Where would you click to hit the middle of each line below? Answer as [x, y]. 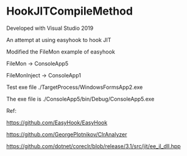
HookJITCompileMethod [69, 11]
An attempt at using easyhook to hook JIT [59, 40]
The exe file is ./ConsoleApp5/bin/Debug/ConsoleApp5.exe [80, 99]
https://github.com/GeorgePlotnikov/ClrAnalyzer [67, 134]
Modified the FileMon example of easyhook [61, 51]
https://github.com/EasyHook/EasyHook [57, 122]
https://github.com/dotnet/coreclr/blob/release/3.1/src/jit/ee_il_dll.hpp [94, 146]
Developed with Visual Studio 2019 [50, 28]
